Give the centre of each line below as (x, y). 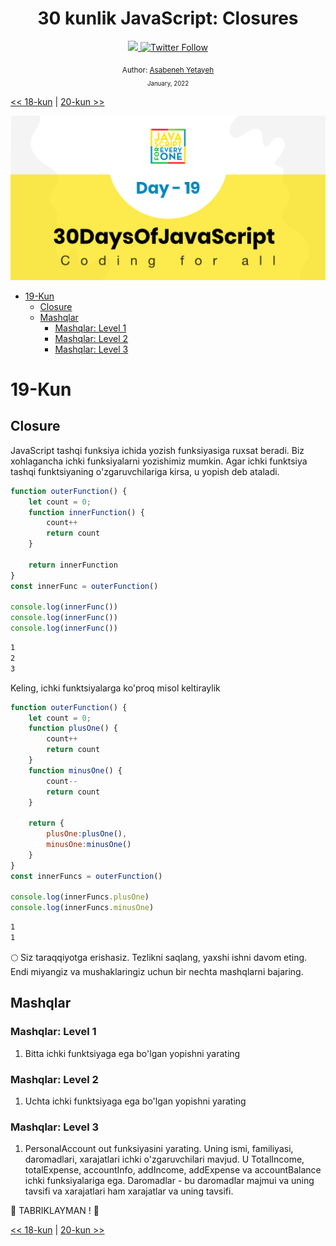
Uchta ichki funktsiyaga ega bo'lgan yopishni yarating (135, 1101)
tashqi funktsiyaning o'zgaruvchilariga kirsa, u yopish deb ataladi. (145, 471)
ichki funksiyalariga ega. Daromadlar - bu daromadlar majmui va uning (169, 1181)
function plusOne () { (73, 728)
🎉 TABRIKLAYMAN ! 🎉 (55, 1211)
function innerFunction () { (86, 512)
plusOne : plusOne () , (87, 834)
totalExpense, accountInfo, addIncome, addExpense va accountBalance (173, 1170)
